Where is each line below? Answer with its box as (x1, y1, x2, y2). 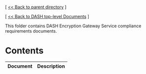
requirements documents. (5, 28, 57, 34)
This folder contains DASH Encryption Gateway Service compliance (5, 23, 142, 29)
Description (37, 63, 65, 70)
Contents (5, 45, 44, 56)
